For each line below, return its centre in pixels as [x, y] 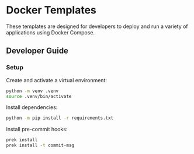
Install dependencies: [32, 107]
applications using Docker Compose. [51, 32]
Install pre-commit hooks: [37, 129]
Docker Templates [51, 10]
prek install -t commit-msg [40, 146]
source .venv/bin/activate [39, 96]
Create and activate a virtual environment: [56, 80]
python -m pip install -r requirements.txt [60, 118]
